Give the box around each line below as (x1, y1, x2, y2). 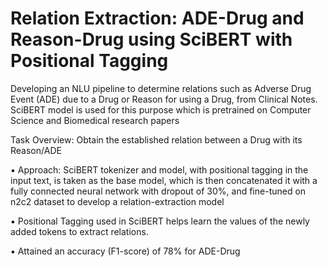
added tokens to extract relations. (10, 225, 149, 237)
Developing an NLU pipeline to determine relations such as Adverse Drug (10, 82, 312, 94)
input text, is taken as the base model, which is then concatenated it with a (10, 174, 318, 186)
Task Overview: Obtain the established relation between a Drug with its (10, 133, 303, 146)
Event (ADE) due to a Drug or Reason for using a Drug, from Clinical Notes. (10, 93, 318, 105)
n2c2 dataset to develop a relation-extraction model (10, 195, 225, 207)
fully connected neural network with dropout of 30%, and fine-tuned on (10, 185, 307, 197)
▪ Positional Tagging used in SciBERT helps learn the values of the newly (10, 215, 310, 227)
